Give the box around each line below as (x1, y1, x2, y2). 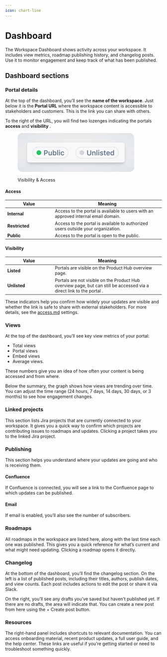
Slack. (5, 586, 18, 592)
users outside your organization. (55, 225, 121, 231)
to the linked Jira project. (5, 433, 56, 439)
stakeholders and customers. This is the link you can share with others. (5, 108, 151, 114)
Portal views (12, 348, 38, 354)
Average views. (12, 359, 44, 365)
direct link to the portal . (55, 287, 103, 293)
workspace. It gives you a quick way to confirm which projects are (5, 423, 141, 429)
